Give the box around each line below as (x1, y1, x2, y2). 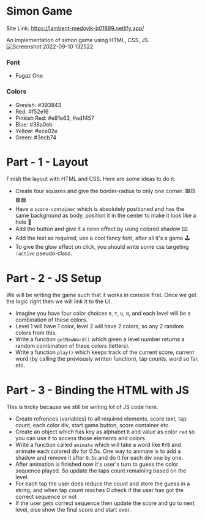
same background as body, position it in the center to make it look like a (15, 212, 196, 219)
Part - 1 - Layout (6, 155, 89, 169)
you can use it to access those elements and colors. (15, 435, 147, 442)
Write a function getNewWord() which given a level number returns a (15, 336, 185, 343)
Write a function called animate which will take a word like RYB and (15, 441, 182, 449)
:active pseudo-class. (15, 249, 72, 257)
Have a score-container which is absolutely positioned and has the (15, 205, 185, 213)
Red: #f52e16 (15, 108, 49, 115)
